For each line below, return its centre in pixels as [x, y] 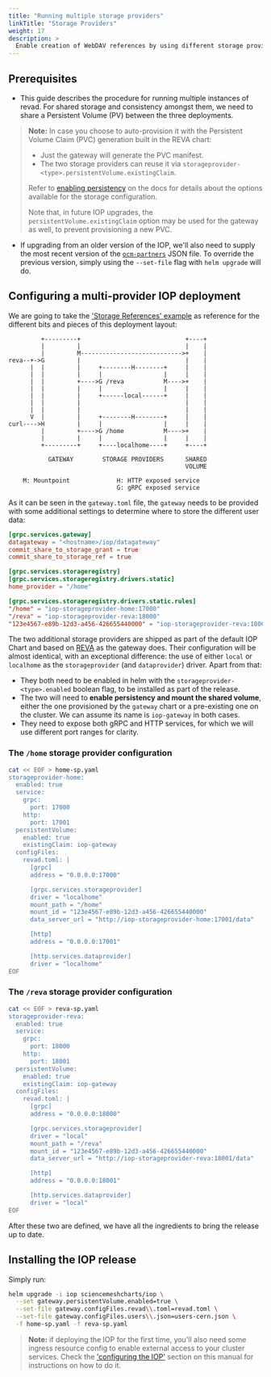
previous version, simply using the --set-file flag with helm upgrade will [140, 262]
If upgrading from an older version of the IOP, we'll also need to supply [138, 245]
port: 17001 [50, 822]
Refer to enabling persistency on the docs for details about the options [145, 187]
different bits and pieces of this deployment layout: [93, 324]
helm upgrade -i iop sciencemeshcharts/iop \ [86, 1294]
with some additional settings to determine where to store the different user [134, 511]
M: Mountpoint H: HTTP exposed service [111, 480]
